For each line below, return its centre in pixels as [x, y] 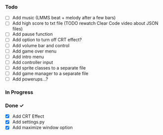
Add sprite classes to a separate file [49, 67]
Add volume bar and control [41, 45]
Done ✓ [15, 105]
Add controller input [33, 62]
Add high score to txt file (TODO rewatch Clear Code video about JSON [85, 23]
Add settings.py [28, 122]
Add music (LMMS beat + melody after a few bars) [64, 18]
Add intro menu [28, 57]
